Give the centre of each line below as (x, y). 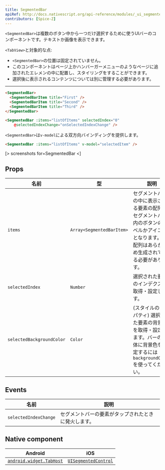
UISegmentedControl (91, 461)
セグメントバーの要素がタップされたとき (107, 414)
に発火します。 (77, 421)
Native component (34, 439)
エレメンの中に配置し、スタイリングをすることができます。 (89, 73)
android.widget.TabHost (35, 461)
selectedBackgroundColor (37, 340)
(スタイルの (146, 308)
